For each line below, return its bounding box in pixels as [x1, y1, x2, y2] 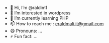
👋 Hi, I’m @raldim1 [10, 5, 48, 10]
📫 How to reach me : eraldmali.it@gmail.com [10, 21, 104, 27]
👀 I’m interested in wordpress [10, 10, 71, 16]
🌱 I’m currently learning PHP [10, 15, 69, 21]
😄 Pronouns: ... [10, 28, 43, 34]
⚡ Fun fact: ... [10, 34, 38, 39]
